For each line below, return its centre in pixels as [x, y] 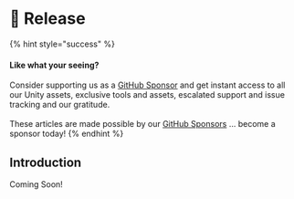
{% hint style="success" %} [63, 44]
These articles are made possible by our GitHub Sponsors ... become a [142, 124]
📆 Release [47, 19]
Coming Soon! [37, 184]
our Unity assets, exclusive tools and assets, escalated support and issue [147, 95]
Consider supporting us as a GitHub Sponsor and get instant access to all [147, 85]
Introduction [46, 162]
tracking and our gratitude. [60, 105]
